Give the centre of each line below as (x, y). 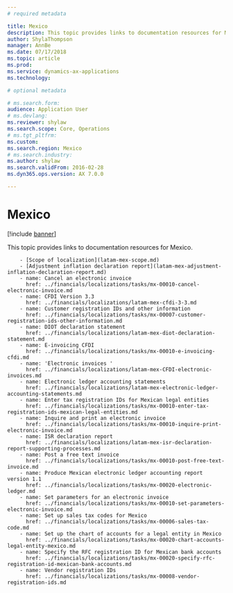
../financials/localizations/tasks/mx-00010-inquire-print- (133, 424)
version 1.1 (24, 479)
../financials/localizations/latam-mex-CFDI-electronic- (128, 369)
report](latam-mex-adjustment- (176, 266)
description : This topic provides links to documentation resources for (114, 33)
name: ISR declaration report (69, 436)
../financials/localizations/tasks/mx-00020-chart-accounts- (135, 539)
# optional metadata (37, 90)
